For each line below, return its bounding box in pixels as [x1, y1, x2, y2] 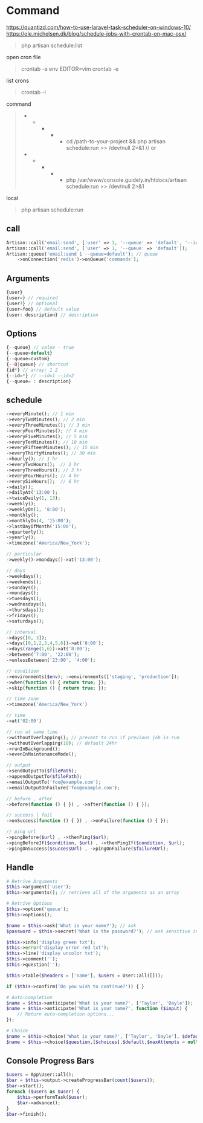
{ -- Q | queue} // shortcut [6, 361, 69, 367]
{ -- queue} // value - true [6, 345, 74, 351]
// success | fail [6, 812, 53, 818]
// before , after [6, 795, 53, 801]
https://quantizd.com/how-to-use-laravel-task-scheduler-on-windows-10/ [6, 24, 192, 31]
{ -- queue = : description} [6, 378, 71, 384]
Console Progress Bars [6, 1056, 95, 1066]
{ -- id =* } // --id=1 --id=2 [6, 372, 74, 378]
